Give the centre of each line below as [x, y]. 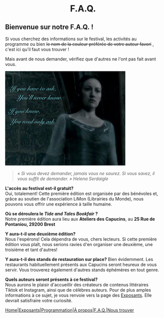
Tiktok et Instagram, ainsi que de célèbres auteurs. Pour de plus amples [78, 290]
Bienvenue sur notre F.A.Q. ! [49, 27]
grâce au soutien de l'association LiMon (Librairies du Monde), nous [74, 199]
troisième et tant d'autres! [31, 250]
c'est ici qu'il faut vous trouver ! [37, 49]
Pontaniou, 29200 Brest [30, 224]
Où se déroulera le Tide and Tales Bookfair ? [51, 214]
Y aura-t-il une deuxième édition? [40, 234]
